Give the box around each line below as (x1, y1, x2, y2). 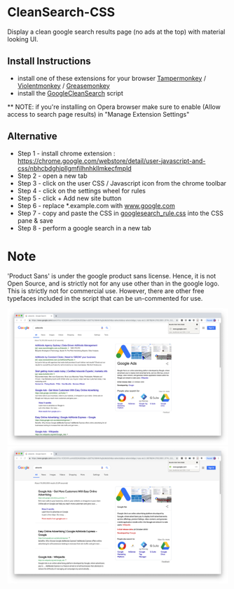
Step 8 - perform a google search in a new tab (17, 224, 152, 232)
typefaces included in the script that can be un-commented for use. (7, 294, 203, 302)
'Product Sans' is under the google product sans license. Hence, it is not (7, 271, 216, 280)
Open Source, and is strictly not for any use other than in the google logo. (7, 279, 219, 287)
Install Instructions (7, 56, 91, 67)
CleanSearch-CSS (7, 4, 116, 20)
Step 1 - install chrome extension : (17, 149, 116, 157)
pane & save (17, 216, 54, 225)
